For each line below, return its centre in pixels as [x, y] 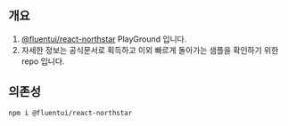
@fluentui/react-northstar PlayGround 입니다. [104, 39]
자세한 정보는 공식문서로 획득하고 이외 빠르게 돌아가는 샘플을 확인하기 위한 [150, 50]
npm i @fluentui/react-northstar [70, 113]
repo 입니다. [43, 61]
